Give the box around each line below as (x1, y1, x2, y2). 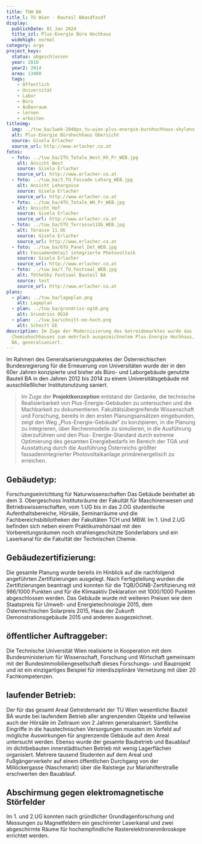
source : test (17, 278, 50, 284)
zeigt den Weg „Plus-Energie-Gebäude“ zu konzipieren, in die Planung (20, 419, 195, 426)
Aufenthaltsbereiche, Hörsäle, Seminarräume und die (6, 510, 138, 517)
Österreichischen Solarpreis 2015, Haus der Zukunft (6, 607, 135, 614)
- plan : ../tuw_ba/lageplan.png (11, 295, 93, 301)
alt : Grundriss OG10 (17, 311, 69, 317)
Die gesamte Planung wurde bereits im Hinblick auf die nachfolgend (6, 569, 174, 576)
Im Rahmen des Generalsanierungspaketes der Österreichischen (6, 356, 167, 363)
